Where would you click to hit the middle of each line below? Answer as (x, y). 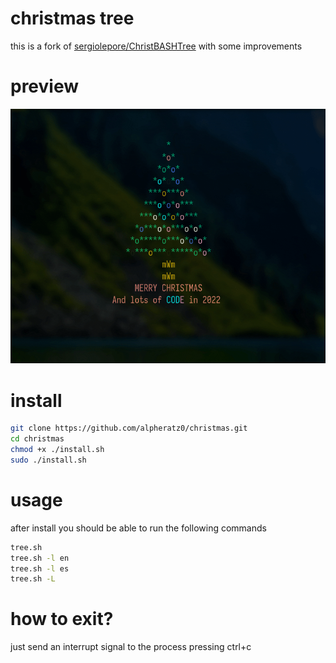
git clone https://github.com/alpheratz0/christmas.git (129, 428)
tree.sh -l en (40, 558)
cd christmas (37, 439)
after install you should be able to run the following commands (138, 528)
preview (45, 86)
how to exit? (62, 619)
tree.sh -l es (40, 568)
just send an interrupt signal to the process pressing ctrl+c (131, 647)
